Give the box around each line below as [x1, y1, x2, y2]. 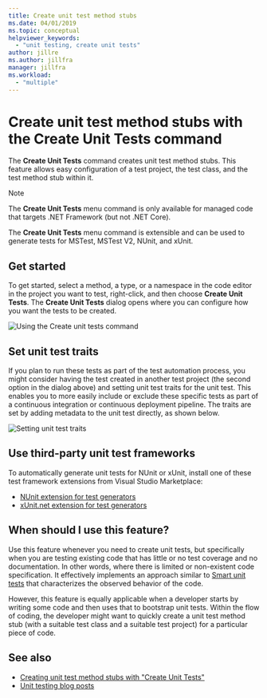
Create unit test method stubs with [8, 112, 243, 131]
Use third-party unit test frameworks [8, 447, 195, 460]
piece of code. [8, 628, 56, 637]
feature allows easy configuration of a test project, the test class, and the [8, 164, 249, 174]
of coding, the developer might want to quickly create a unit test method [8, 611, 245, 621]
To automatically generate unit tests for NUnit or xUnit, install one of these [8, 467, 252, 477]
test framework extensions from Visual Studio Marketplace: [8, 476, 203, 486]
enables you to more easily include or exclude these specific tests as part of [8, 392, 259, 401]
